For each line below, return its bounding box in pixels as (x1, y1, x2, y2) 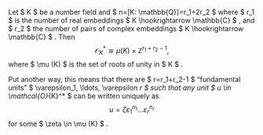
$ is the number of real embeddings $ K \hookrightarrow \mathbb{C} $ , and (8, 16, 255, 25)
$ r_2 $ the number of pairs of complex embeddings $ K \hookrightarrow (8, 24, 244, 33)
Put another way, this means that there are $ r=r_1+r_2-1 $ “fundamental (8, 75, 241, 84)
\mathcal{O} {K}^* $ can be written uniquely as (8, 91, 159, 101)
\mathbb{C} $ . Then (8, 32, 75, 41)
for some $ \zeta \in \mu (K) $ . (8, 119, 108, 128)
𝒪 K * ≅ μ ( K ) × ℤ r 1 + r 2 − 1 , (94, 44, 170, 57)
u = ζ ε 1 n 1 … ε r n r (109, 104, 155, 116)
